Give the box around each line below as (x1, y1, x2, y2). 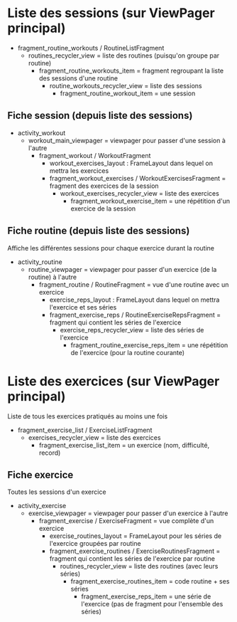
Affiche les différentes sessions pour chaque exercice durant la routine (7, 243, 215, 252)
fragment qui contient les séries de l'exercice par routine (49, 554, 215, 563)
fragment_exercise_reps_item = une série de (81, 592, 211, 601)
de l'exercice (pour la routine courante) (70, 348, 185, 357)
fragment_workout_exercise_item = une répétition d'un (70, 196, 231, 205)
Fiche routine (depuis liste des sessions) (7, 225, 190, 237)
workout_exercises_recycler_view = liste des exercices (60, 189, 220, 197)
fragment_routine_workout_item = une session (60, 89, 196, 97)
